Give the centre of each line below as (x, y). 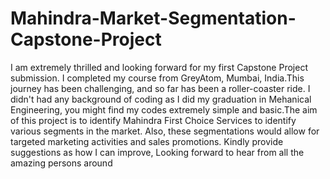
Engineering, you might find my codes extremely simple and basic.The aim (164, 109)
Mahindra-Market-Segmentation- (153, 18)
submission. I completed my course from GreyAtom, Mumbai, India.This (157, 78)
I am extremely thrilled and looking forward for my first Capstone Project (159, 67)
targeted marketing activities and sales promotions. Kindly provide (147, 141)
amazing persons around (61, 163)
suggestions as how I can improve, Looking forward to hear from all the (157, 152)
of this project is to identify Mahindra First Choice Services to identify (153, 120)
